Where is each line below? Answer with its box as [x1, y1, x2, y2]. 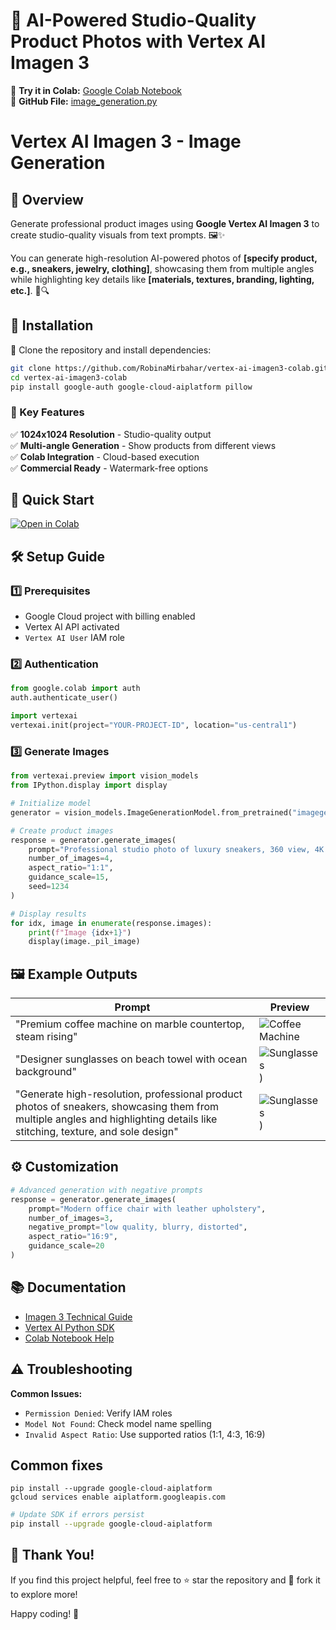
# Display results [10, 909, 87, 919]
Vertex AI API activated [24, 621, 120, 633]
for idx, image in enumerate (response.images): [10, 918, 213, 928]
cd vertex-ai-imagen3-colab [10, 372, 128, 383]
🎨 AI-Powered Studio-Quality [10, 9, 257, 32]
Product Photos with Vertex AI [10, 30, 267, 53]
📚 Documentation [10, 1279, 127, 1296]
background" [15, 1065, 77, 1079]
